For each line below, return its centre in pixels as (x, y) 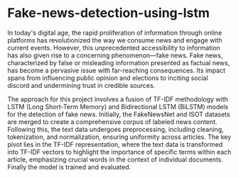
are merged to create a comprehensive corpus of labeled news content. (113, 121)
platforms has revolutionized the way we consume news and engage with (115, 40)
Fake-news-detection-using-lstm (108, 13)
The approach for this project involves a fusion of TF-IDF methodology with (118, 99)
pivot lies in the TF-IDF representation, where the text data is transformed (115, 144)
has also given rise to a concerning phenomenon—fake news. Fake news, (115, 55)
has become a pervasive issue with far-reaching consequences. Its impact (117, 70)
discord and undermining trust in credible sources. (81, 85)
